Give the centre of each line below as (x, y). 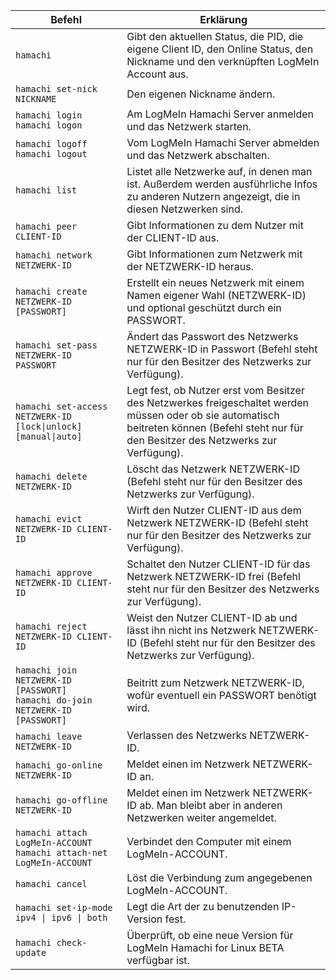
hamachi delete (51, 476)
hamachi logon (49, 125)
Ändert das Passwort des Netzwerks (212, 336)
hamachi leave (49, 736)
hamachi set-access (61, 406)
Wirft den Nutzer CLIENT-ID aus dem (214, 510)
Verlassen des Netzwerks (186, 735)
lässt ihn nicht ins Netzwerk (191, 630)
